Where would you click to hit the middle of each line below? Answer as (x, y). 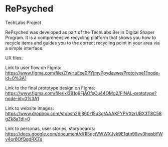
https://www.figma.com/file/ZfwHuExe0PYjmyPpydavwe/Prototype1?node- (83, 72)
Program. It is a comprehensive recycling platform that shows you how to (81, 37)
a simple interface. (24, 48)
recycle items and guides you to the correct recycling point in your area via (82, 42)
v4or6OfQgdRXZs (24, 139)
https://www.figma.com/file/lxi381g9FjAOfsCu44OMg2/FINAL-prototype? (81, 93)
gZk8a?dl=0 (18, 118)
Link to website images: (30, 108)
